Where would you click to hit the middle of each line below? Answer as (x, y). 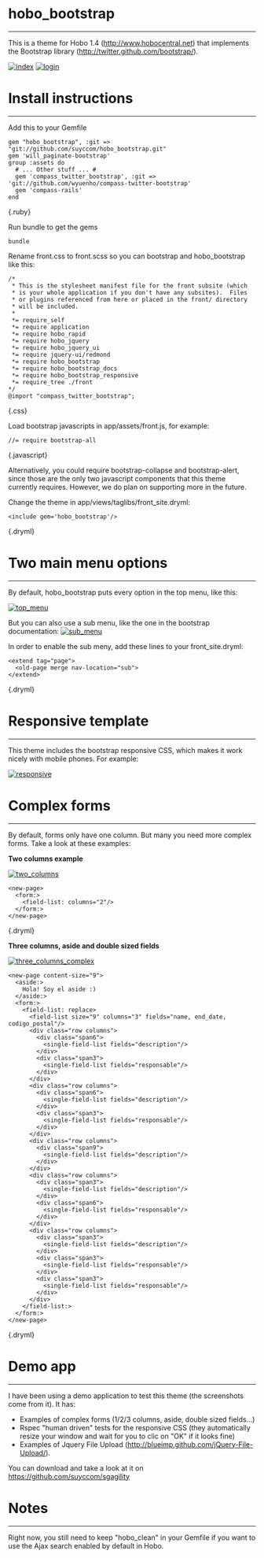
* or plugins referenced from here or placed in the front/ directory (129, 299)
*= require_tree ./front (52, 382)
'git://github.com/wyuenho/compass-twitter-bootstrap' (100, 183)
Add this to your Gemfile (48, 128)
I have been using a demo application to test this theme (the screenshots (126, 1396)
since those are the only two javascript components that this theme (117, 478)
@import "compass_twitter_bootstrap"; (71, 396)
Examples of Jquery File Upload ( (73, 1444)
